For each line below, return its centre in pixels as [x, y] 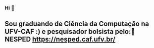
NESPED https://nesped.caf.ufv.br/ [60, 39]
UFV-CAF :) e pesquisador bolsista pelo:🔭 [70, 32]
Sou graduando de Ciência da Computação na [77, 24]
